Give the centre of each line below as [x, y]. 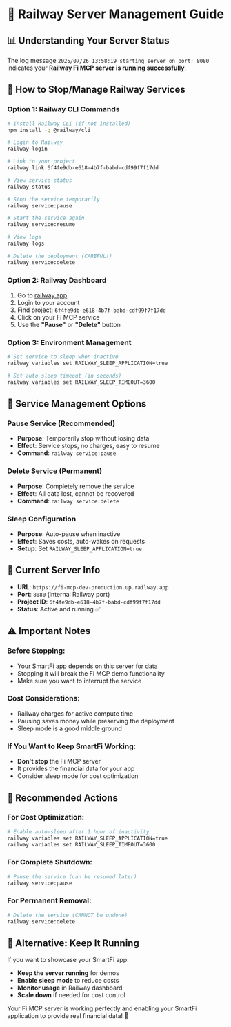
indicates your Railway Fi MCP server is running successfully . [97, 68]
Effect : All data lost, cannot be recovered [76, 493]
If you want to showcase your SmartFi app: [68, 960]
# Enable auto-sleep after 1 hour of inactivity [78, 832]
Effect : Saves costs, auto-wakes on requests [81, 542]
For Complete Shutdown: [50, 862]
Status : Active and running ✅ [59, 609]
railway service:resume [41, 225]
